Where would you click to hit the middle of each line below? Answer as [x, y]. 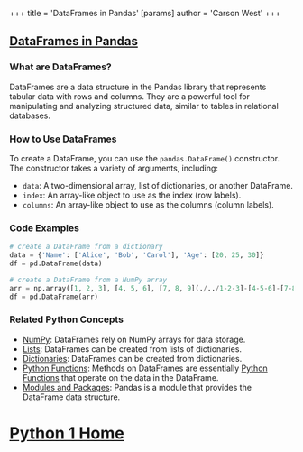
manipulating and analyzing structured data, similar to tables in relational [144, 106]
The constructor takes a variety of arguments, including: [114, 168]
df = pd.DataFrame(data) [56, 264]
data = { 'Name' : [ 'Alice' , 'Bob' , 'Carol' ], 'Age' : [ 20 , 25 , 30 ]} [137, 255]
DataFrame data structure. [71, 397]
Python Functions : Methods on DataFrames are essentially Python [145, 368]
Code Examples [44, 227]
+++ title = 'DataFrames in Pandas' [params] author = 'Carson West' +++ [145, 13]
